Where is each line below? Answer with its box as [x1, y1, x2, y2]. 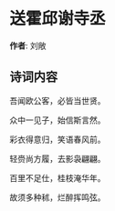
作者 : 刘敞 [9, 40, 47, 51]
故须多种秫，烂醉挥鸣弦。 [9, 192, 106, 203]
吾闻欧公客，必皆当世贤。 [9, 95, 106, 105]
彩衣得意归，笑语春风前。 [9, 134, 106, 145]
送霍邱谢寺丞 [9, 8, 107, 29]
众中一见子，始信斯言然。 [9, 115, 106, 126]
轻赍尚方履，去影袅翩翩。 [9, 153, 106, 164]
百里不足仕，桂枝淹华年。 [9, 172, 106, 183]
